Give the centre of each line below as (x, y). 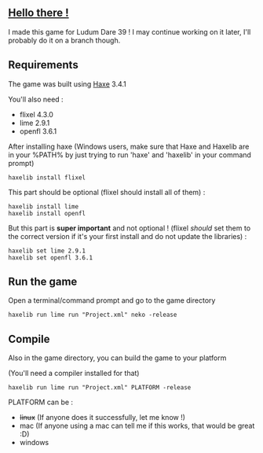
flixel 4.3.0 (36, 114)
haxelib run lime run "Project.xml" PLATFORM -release (100, 388)
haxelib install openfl (47, 213)
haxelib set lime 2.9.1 (47, 251)
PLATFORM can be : (40, 402)
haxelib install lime (44, 206)
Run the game (43, 282)
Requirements (43, 65)
